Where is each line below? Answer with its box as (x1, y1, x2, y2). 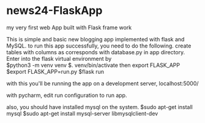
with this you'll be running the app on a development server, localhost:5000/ (6, 80, 199, 87)
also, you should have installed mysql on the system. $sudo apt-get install (6, 103, 193, 110)
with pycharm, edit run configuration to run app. (6, 91, 127, 99)
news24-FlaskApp (6, 4, 103, 18)
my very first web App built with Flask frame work (6, 24, 132, 31)
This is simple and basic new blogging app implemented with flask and (6, 35, 185, 43)
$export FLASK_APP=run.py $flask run (6, 68, 105, 75)
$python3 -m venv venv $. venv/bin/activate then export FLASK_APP (6, 61, 181, 69)
